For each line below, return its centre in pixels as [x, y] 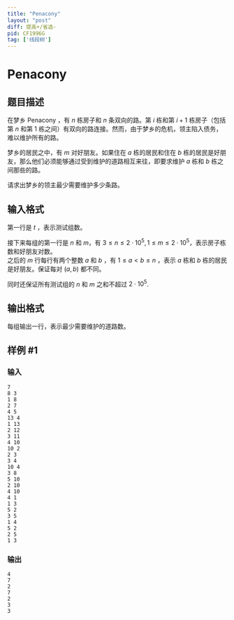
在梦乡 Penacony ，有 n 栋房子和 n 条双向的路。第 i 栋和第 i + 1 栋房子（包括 [117, 120]
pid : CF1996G [26, 33]
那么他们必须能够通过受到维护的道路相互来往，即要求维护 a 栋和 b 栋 [118, 161]
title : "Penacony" [34, 14]
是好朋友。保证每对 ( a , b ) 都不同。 [56, 269]
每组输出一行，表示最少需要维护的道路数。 [68, 326]
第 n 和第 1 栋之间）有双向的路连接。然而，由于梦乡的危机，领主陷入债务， [115, 129]
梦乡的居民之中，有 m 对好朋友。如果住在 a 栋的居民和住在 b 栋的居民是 [111, 153]
